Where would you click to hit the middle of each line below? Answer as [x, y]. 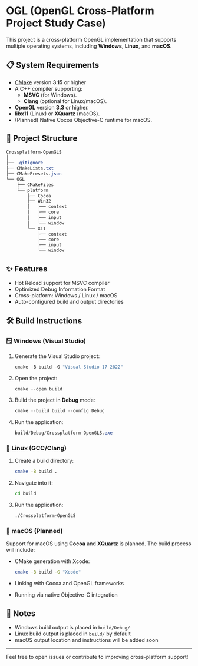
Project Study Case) [56, 23]
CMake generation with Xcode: [52, 561]
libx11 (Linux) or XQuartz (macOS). [57, 114]
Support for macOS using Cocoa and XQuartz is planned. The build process [99, 544]
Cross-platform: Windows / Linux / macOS [66, 295]
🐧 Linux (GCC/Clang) [36, 448]
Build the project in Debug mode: [55, 400]
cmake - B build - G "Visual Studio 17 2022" [69, 367]
